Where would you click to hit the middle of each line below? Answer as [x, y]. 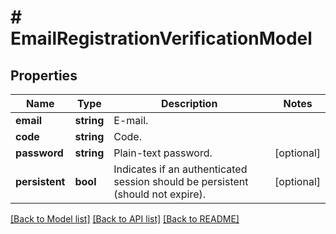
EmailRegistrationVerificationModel [161, 38]
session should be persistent [181, 181]
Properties [44, 75]
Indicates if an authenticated [180, 169]
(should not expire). [160, 194]
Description [189, 103]
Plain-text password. [163, 153]
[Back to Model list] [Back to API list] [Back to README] [125, 219]
